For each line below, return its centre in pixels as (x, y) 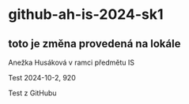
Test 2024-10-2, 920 (42, 78)
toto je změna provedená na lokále (94, 44)
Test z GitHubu (32, 93)
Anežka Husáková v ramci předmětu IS (71, 62)
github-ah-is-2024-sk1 (86, 15)
